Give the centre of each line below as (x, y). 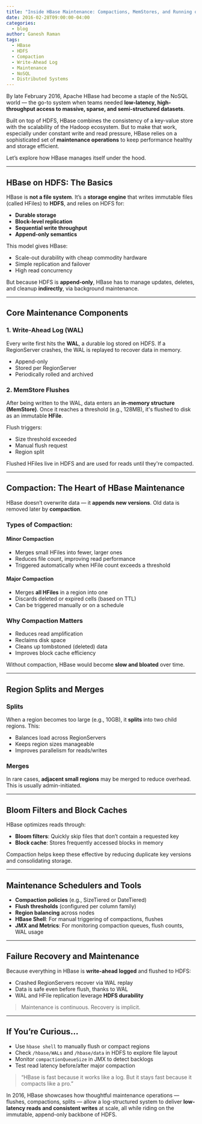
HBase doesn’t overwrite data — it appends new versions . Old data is (93, 502)
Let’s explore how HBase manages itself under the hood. (76, 158)
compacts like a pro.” (47, 1083)
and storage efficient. (33, 146)
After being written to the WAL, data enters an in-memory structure (90, 403)
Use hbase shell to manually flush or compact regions (82, 1046)
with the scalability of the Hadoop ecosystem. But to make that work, (92, 127)
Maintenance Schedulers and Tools (74, 885)
